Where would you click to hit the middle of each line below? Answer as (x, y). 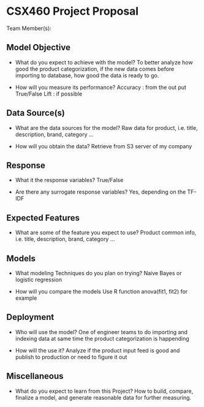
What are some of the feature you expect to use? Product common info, (106, 233)
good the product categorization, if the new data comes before (95, 69)
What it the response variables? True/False (69, 180)
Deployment (30, 317)
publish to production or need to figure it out (71, 357)
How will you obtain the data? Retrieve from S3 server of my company (104, 146)
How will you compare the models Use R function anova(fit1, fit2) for (101, 291)
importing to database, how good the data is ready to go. (87, 75)
